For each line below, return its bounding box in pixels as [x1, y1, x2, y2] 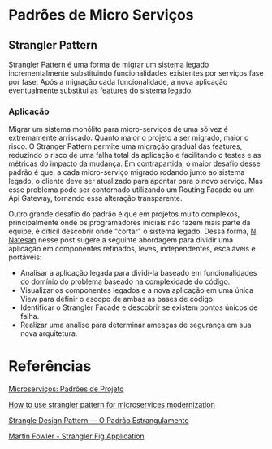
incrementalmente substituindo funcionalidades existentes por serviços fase [8, 68, 264, 78]
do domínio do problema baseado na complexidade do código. [19, 277, 231, 286]
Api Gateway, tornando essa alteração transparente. [8, 194, 183, 203]
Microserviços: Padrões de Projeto [8, 384, 124, 394]
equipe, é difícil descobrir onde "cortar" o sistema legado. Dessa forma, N [8, 226, 257, 237]
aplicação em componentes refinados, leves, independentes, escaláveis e [8, 244, 256, 254]
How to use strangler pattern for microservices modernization [8, 400, 215, 410]
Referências [8, 357, 92, 376]
